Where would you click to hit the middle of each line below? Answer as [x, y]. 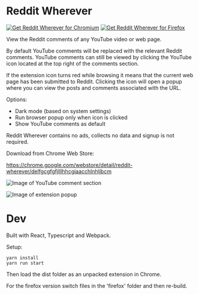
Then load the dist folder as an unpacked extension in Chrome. [84, 274]
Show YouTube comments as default [60, 123]
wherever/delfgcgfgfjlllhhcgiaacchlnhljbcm [59, 171]
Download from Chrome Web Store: [50, 153]
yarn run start [25, 263]
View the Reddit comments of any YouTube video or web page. [84, 39]
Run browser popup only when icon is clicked [71, 117]
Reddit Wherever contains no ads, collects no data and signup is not [91, 135]
